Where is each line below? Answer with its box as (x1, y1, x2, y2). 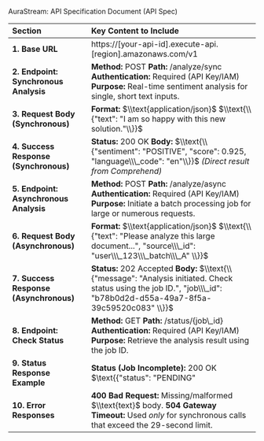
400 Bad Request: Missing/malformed (90, 390, 233, 401)
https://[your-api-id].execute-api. (90, 39, 218, 50)
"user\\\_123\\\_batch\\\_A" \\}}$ (90, 250, 209, 261)
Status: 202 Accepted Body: (90, 263, 198, 274)
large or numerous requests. (90, 208, 196, 219)
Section (12, 25, 42, 36)
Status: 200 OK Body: (90, 136, 174, 146)
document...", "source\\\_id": (90, 240, 196, 251)
